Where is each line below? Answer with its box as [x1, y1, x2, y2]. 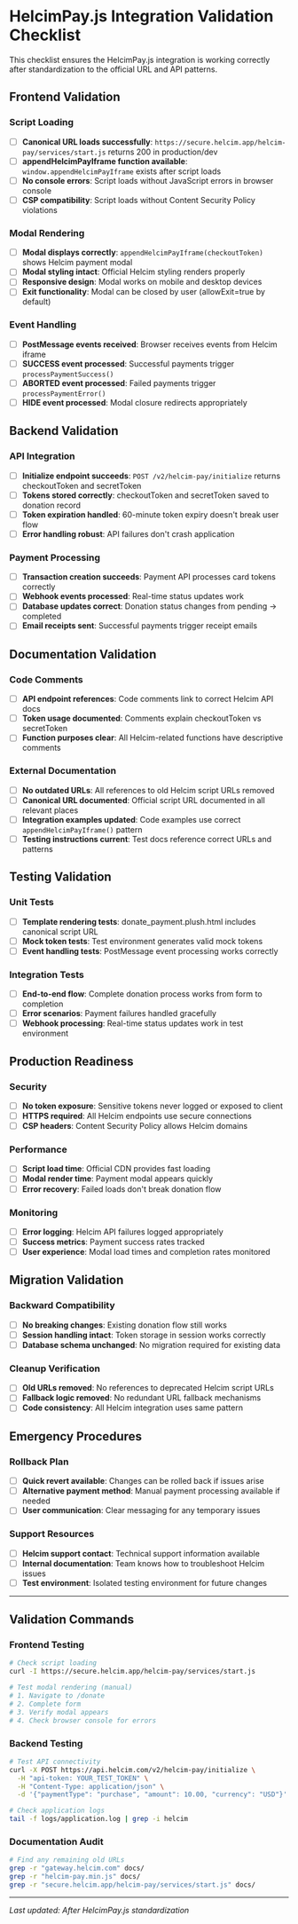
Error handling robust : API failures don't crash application [21, 528, 235, 539]
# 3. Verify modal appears [9, 1707, 109, 1716]
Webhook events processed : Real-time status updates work [21, 591, 244, 602]
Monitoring [9, 1206, 59, 1218]
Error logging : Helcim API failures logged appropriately [21, 1226, 223, 1237]
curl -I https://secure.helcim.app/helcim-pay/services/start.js [9, 1667, 255, 1676]
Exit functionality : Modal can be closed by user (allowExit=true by [21, 287, 266, 297]
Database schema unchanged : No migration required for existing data [21, 1339, 281, 1350]
